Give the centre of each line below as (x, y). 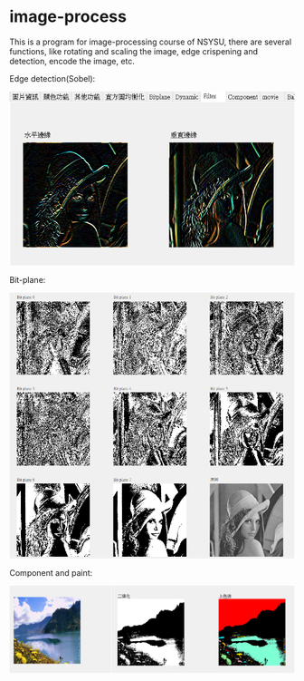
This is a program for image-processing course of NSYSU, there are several (151, 42)
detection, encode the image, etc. (72, 61)
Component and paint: (51, 573)
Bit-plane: (28, 279)
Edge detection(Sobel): (52, 78)
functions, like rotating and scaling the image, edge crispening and (133, 51)
